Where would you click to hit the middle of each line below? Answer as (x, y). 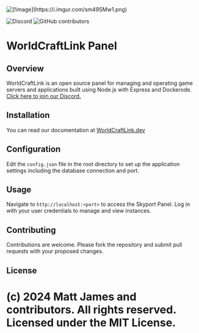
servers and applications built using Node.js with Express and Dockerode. (99, 90)
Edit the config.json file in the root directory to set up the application (93, 164)
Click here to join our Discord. (44, 96)
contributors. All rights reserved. (91, 309)
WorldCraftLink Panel (62, 46)
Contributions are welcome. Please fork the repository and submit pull (94, 245)
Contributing (31, 230)
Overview (25, 68)
